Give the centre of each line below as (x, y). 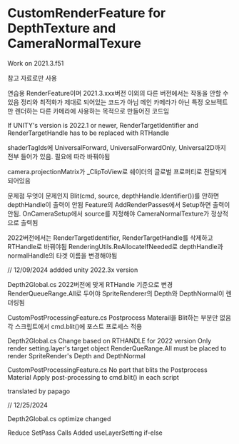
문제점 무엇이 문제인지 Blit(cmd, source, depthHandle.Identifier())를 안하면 (113, 196)
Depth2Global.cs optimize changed (59, 418)
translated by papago (39, 391)
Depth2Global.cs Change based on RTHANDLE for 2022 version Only (110, 340)
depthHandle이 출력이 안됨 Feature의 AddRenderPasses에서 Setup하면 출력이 (119, 204)
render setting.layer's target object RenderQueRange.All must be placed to (117, 348)
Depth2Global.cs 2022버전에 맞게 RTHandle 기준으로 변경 (90, 284)
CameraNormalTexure (74, 44)
